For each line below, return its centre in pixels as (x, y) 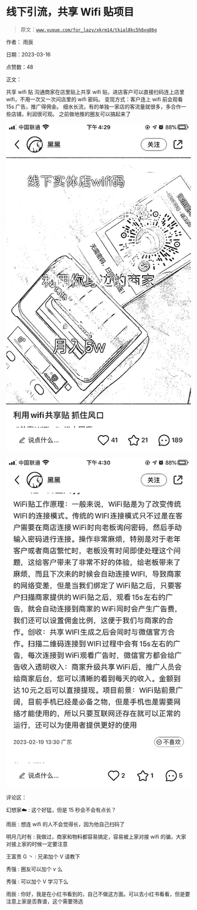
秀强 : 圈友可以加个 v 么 (34, 869)
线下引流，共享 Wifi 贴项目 (70, 12)
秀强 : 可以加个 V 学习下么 (37, 881)
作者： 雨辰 (20, 42)
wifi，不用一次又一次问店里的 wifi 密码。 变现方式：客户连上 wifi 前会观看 (94, 99)
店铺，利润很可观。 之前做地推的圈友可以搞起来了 (71, 114)
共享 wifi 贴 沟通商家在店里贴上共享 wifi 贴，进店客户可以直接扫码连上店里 (95, 92)
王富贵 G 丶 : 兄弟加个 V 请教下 (43, 857)
